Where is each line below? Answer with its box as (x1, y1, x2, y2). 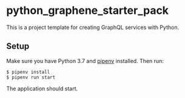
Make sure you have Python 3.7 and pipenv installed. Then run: (6, 57, 164, 64)
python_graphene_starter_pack (6, 4, 169, 18)
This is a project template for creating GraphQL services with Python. (6, 24, 180, 31)
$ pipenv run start (6, 74, 56, 80)
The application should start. (6, 85, 78, 92)
